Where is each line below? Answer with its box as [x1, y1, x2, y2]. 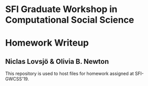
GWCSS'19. [5, 76, 29, 82]
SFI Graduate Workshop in [5, 4, 118, 15]
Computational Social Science [5, 14, 134, 26]
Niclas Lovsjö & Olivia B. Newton [5, 57, 109, 66]
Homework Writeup [5, 37, 89, 49]
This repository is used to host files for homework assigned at [5, 70, 134, 76]
